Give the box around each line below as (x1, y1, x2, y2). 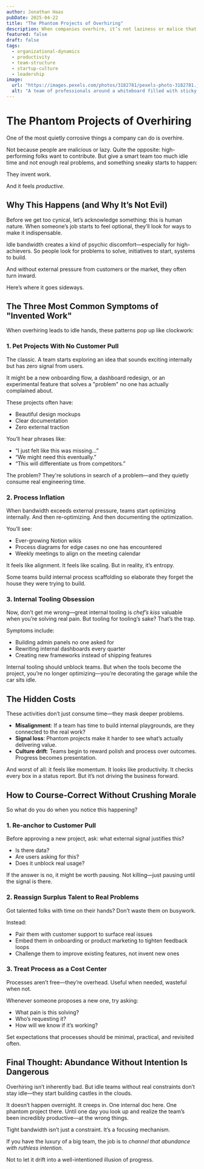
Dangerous (6, 1067, 49, 1077)
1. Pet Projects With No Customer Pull (6, 342, 119, 350)
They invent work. (6, 171, 52, 178)
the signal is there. (6, 878, 53, 885)
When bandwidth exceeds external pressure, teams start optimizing (6, 507, 176, 514)
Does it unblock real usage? (15, 860, 85, 867)
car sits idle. (6, 677, 37, 684)
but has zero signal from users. (6, 362, 84, 369)
